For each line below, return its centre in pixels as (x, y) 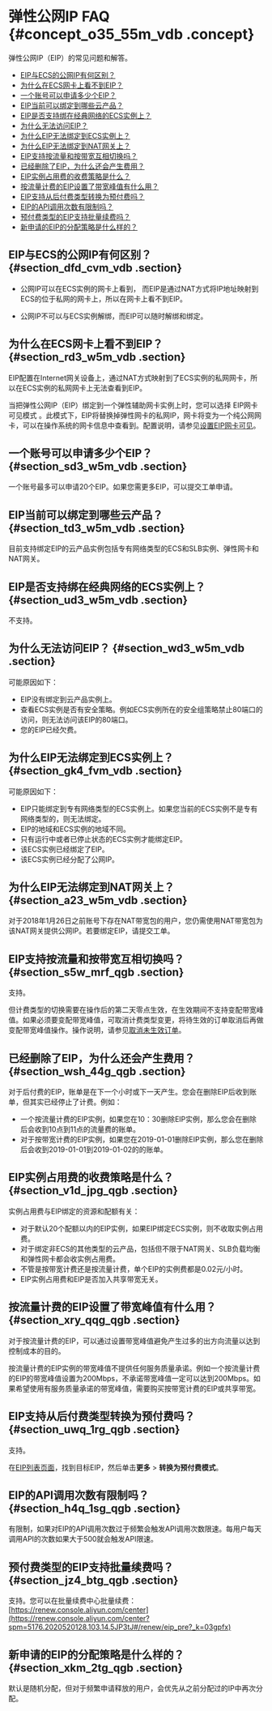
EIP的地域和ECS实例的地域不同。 (75, 829)
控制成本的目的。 (37, 1350)
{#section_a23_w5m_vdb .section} (98, 900)
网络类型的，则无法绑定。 (63, 818)
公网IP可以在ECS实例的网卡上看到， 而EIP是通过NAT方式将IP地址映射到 (139, 288)
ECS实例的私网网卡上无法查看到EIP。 (85, 388)
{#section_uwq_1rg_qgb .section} (94, 1429)
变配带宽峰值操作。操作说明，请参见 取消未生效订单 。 (97, 1030)
